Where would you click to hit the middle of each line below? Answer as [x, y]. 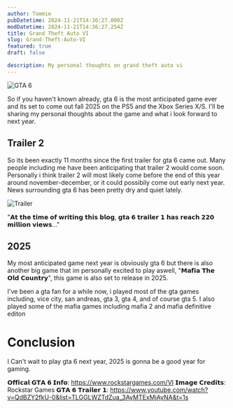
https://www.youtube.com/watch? [159, 390]
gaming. [19, 369]
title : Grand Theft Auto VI [48, 33]
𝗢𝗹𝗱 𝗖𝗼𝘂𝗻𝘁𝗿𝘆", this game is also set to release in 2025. [88, 278]
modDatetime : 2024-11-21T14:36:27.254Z [65, 27]
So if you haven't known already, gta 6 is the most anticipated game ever [112, 99]
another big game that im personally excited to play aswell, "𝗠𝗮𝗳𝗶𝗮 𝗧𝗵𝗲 [111, 271]
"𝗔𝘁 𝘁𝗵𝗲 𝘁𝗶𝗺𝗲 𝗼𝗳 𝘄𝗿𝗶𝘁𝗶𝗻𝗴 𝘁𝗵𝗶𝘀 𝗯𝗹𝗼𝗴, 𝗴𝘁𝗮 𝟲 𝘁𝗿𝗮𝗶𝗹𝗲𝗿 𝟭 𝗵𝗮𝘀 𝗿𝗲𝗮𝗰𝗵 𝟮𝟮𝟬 [111, 217]
